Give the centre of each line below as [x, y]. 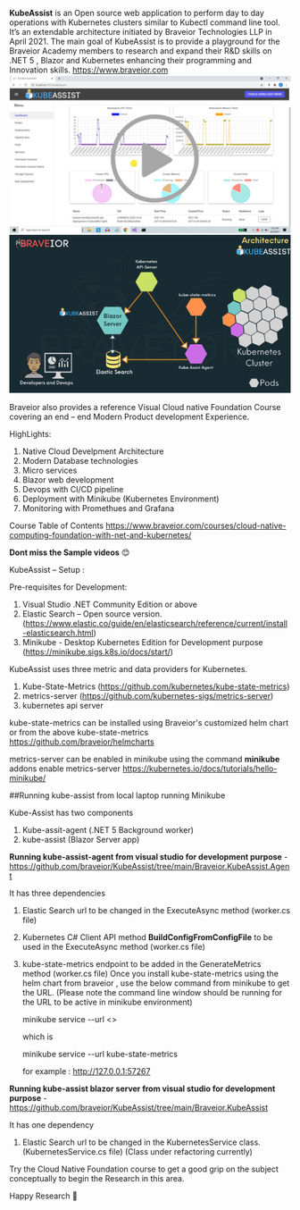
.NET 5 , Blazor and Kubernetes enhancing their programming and [130, 60]
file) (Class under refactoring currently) [180, 1152]
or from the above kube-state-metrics [79, 733]
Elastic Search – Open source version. [92, 614]
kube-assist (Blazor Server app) [81, 840]
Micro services [50, 471]
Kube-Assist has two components [71, 813]
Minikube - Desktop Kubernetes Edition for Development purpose [142, 643]
